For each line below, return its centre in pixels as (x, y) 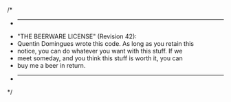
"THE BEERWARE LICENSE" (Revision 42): (77, 36)
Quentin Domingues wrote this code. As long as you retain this (106, 43)
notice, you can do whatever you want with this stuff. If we (100, 51)
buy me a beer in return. (51, 65)
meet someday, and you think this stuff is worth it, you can (100, 58)
